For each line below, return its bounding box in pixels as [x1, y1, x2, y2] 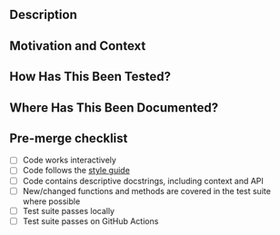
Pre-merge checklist [9, 131, 128, 146]
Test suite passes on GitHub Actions [22, 215, 159, 226]
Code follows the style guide [22, 165, 130, 176]
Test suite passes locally [22, 205, 115, 216]
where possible [22, 195, 81, 207]
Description [9, 7, 77, 23]
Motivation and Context [9, 38, 146, 54]
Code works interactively [22, 154, 116, 166]
